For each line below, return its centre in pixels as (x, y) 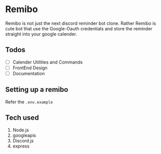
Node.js (21, 130)
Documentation (29, 73)
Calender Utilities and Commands (48, 62)
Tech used (22, 118)
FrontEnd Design (30, 68)
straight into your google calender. (41, 34)
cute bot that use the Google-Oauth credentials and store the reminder (79, 28)
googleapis (24, 135)
